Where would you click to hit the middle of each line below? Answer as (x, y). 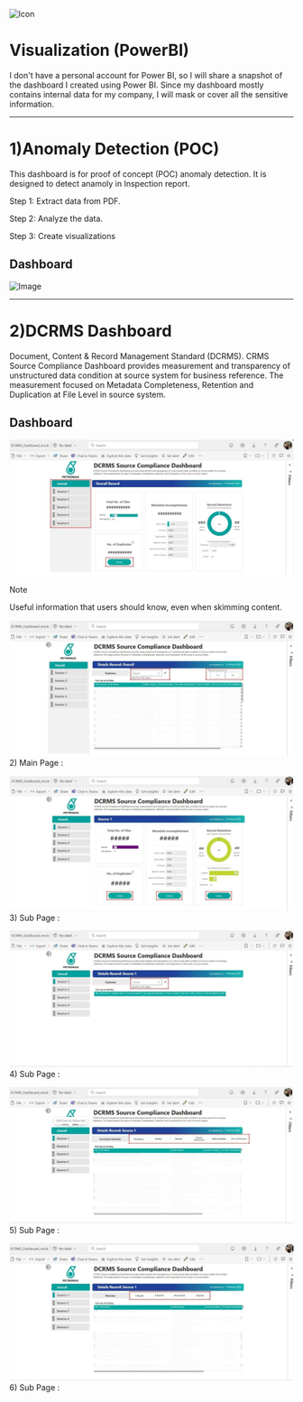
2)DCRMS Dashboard (91, 331)
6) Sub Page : (35, 1387)
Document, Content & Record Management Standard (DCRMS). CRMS (139, 355)
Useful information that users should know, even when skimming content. (146, 607)
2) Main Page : (37, 762)
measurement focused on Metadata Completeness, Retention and (132, 384)
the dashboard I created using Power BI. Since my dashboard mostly (137, 85)
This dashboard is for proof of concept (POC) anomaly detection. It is (138, 174)
